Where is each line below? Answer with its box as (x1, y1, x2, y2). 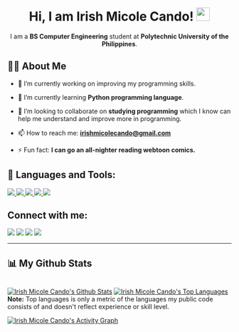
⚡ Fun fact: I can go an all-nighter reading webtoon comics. (17, 145, 196, 154)
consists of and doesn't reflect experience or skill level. (7, 303, 169, 311)
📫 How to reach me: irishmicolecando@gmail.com (17, 128, 171, 137)
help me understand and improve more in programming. (17, 114, 182, 123)
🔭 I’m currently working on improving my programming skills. (17, 79, 196, 88)
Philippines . (102, 39, 137, 48)
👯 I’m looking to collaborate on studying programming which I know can (17, 107, 231, 115)
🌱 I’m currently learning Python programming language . (17, 93, 184, 101)
